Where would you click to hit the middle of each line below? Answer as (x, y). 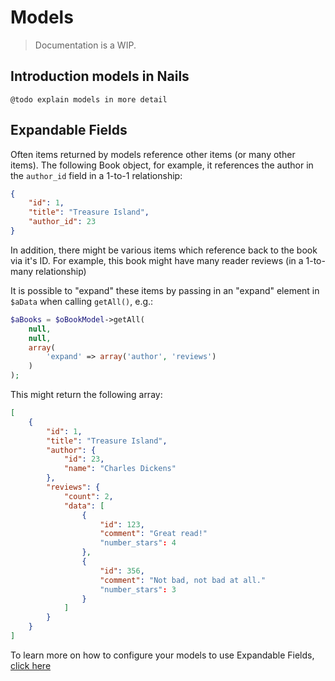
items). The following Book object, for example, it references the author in (162, 165)
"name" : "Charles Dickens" (120, 469)
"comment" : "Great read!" (153, 534)
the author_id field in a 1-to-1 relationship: (96, 175)
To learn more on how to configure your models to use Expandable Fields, (162, 655)
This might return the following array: (86, 395)
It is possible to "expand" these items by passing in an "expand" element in (165, 290)
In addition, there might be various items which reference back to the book (164, 250)
